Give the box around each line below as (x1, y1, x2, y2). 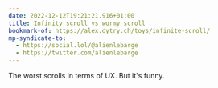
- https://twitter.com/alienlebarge (15, 49, 138, 57)
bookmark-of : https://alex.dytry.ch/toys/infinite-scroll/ (8, 26, 211, 34)
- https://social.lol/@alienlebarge (15, 42, 138, 50)
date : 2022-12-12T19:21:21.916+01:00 (8, 11, 135, 20)
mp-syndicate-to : (8, 34, 67, 42)
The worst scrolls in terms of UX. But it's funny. (8, 71, 165, 80)
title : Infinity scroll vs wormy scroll (8, 19, 146, 27)
